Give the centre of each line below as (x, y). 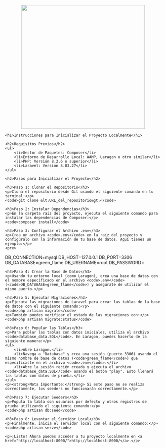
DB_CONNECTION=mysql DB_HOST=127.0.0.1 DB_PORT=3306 (69, 257)
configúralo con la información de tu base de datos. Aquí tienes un (78, 239)
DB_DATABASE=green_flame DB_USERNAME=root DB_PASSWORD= (75, 262)
